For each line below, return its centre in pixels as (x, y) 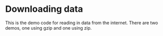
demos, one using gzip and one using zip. (49, 28)
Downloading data (44, 9)
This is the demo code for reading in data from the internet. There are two (82, 23)
